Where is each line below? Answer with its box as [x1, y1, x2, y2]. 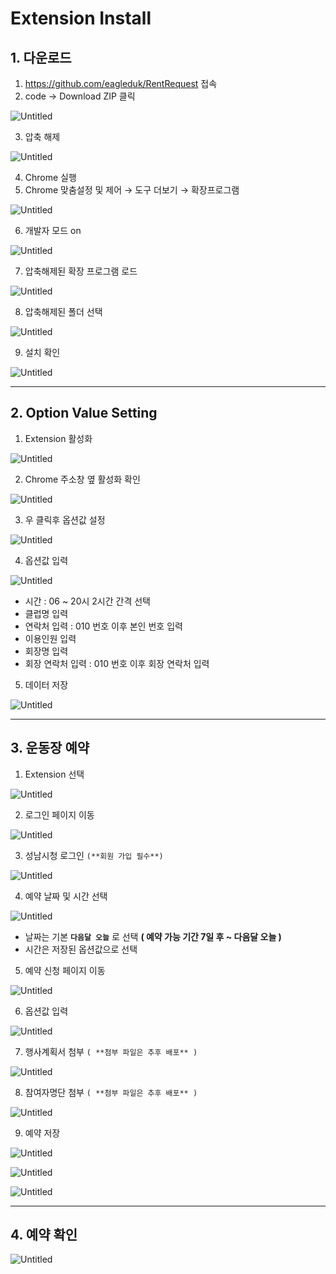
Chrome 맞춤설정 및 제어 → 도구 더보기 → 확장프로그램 [24, 184, 240, 196]
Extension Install [10, 7, 152, 30]
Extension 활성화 [24, 432, 93, 444]
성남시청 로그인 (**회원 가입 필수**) [24, 849, 164, 861]
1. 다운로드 [10, 49, 72, 66]
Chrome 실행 [24, 172, 77, 183]
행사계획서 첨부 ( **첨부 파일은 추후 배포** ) [24, 1045, 198, 1057]
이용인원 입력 [24, 632, 77, 644]
